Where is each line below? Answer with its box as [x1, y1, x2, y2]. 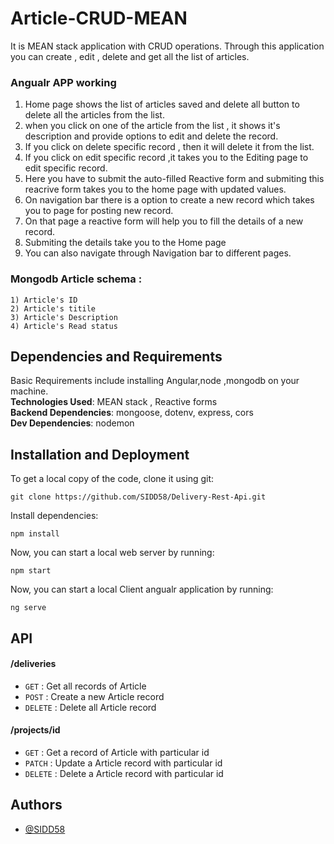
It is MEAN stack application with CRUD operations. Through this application [10, 40, 325, 52]
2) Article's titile [10, 303, 97, 314]
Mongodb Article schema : [10, 272, 143, 286]
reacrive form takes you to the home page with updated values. [24, 183, 287, 196]
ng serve [10, 603, 47, 613]
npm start [10, 566, 52, 576]
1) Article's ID [10, 295, 78, 305]
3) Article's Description [10, 312, 118, 322]
